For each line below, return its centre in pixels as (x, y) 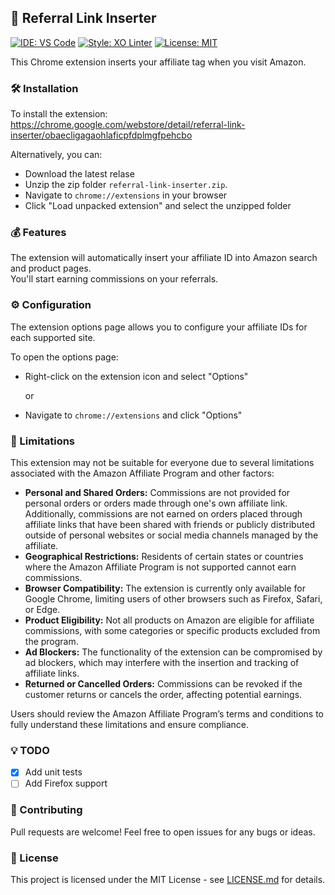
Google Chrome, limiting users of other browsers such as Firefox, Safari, (173, 599)
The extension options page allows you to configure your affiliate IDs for (159, 327)
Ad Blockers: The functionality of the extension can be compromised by (173, 652)
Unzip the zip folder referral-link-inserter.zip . (126, 185)
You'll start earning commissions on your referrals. (114, 279)
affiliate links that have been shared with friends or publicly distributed (170, 524)
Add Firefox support (66, 783)
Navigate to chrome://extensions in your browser (126, 195)
